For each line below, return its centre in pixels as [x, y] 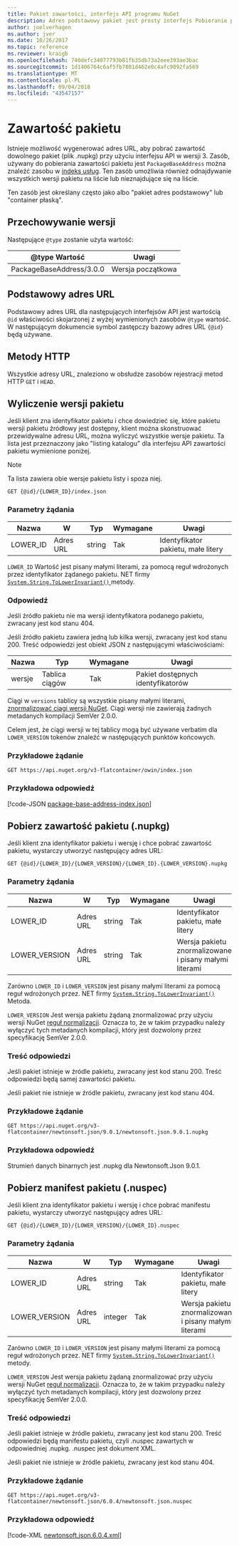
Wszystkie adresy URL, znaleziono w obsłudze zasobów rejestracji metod [115, 374]
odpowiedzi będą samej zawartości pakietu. [72, 1079]
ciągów [54, 683]
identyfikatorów [162, 683]
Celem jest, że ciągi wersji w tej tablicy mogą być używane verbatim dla [113, 729]
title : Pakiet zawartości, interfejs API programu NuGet [94, 14]
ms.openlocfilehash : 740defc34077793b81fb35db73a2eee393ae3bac [103, 61]
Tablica [54, 674]
